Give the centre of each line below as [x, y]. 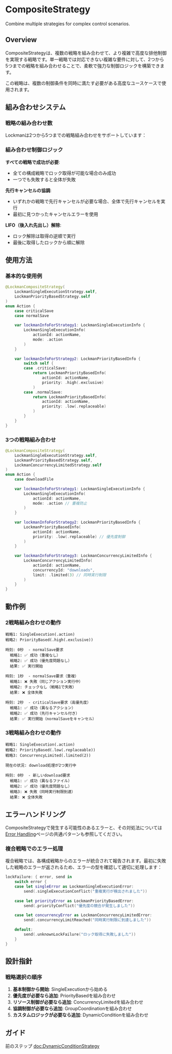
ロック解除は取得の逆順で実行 [44, 236]
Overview [21, 40]
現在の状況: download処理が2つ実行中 [41, 766]
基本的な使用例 [24, 276]
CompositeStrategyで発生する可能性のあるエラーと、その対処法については [84, 828]
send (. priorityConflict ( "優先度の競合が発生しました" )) [80, 905]
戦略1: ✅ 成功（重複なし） [35, 655]
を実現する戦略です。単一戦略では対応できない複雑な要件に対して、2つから [85, 59]
